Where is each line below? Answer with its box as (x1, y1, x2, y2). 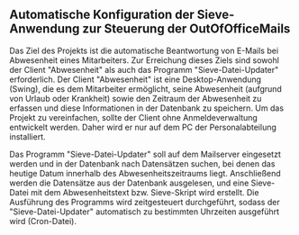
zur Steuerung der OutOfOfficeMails (82, 22, 291, 37)
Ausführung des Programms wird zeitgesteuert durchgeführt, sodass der (9, 196, 281, 207)
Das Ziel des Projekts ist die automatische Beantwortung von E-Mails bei (9, 45, 279, 56)
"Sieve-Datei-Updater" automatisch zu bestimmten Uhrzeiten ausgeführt (9, 206, 280, 217)
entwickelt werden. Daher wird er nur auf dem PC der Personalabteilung (9, 122, 277, 132)
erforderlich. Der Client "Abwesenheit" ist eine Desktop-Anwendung (9, 74, 262, 85)
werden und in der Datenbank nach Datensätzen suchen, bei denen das (9, 158, 276, 169)
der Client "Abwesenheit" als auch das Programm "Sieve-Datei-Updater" (9, 64, 279, 75)
